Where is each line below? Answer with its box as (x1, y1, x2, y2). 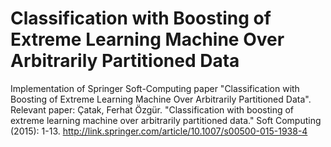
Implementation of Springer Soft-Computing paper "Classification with (10, 82, 300, 94)
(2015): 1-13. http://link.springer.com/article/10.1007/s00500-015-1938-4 (10, 125, 308, 137)
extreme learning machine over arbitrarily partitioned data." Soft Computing (10, 114, 322, 126)
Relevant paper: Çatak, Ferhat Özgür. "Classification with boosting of (10, 103, 295, 116)
